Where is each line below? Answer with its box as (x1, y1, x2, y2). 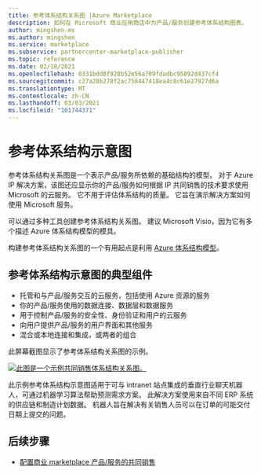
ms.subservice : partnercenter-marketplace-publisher (8, 48, 184, 56)
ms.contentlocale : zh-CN (8, 92, 89, 100)
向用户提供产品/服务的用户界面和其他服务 (19, 320, 153, 329)
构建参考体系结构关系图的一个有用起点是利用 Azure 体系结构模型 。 (8, 243, 223, 252)
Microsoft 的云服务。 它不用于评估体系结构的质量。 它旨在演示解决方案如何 (8, 189, 251, 199)
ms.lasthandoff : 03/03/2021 (8, 99, 100, 107)
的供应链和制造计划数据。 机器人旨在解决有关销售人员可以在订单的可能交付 (8, 399, 251, 409)
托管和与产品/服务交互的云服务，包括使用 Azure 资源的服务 (19, 290, 210, 299)
